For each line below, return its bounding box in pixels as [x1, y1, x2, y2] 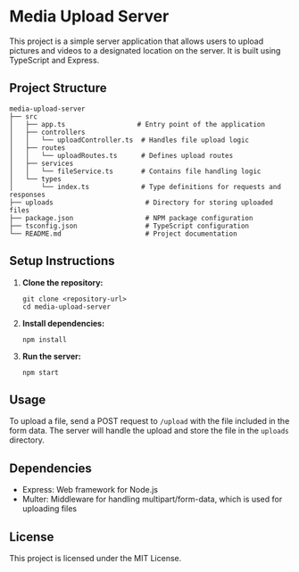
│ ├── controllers [9, 128, 87, 137]
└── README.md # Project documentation [9, 229, 238, 238]
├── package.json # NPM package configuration [9, 213, 253, 222]
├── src [9, 112, 38, 121]
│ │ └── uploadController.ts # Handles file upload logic [9, 136, 250, 145]
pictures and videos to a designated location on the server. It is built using [9, 45, 281, 55]
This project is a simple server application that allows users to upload [9, 36, 264, 46]
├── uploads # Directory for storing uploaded [9, 198, 274, 207]
